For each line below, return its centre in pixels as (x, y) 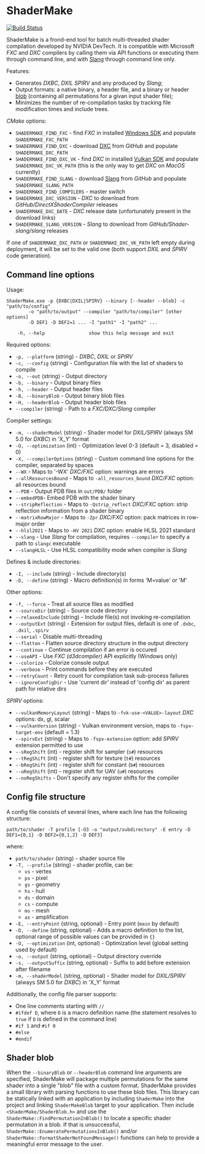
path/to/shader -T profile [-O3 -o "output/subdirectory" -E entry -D (99, 829)
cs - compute (41, 904)
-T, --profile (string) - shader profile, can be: (74, 865)
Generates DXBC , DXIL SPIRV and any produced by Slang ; (89, 83)
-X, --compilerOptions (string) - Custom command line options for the (105, 459)
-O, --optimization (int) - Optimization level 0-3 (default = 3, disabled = (107, 445)
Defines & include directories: (44, 562)
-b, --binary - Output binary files (58, 382)
